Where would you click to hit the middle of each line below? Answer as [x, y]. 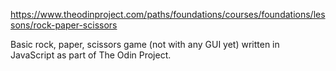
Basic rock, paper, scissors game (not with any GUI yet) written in [145, 44]
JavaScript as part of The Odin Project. [91, 55]
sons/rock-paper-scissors [64, 25]
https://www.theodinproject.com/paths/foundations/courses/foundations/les [168, 14]
